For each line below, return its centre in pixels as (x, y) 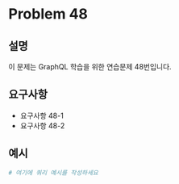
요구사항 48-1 (42, 115)
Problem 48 (48, 14)
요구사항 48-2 (42, 125)
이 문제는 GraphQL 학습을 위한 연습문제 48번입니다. (90, 67)
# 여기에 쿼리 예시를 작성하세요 (54, 173)
